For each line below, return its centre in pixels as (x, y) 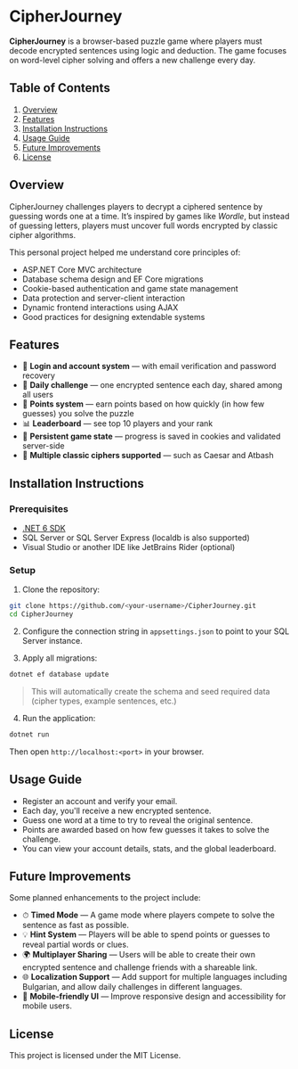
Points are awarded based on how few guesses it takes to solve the (145, 829)
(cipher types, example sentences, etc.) (104, 701)
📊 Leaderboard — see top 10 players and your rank (117, 423)
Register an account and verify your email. (100, 801)
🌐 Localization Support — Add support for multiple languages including (154, 977)
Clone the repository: (61, 589)
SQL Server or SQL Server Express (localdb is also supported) (136, 538)
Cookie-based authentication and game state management (130, 288)
